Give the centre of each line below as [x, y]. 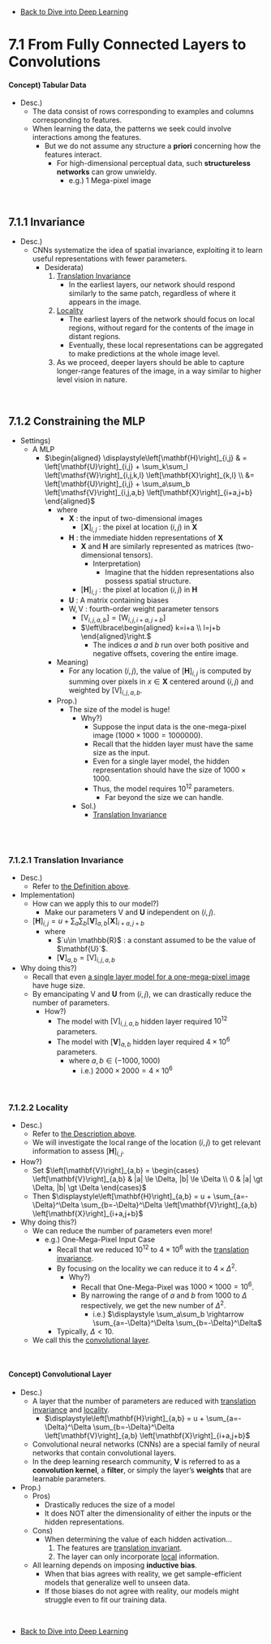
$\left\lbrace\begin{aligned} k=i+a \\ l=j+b [151, 628]
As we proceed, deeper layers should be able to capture [151, 363]
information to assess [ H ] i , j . [78, 1152]
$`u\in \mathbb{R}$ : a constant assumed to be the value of [156, 940]
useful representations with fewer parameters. [110, 259]
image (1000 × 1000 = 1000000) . [148, 735]
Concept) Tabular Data [47, 85]
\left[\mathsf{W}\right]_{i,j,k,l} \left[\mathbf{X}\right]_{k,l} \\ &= [149, 476]
